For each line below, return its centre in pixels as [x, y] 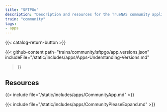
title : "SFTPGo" [22, 10]
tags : [11, 24]
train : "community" [25, 19]
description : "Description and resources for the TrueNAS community [78, 14]
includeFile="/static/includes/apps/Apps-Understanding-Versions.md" [77, 57]
